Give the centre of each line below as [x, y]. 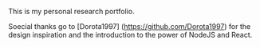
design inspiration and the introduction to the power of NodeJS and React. [130, 35]
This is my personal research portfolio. [71, 11]
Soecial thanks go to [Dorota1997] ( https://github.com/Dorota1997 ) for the [130, 26]
